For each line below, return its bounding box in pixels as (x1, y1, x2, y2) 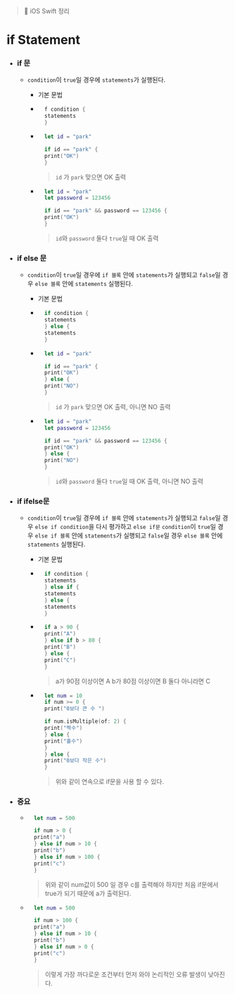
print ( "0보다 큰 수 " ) (44, 705, 105, 712)
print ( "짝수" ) (44, 725, 83, 732)
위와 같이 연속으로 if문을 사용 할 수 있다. (55, 778, 165, 786)
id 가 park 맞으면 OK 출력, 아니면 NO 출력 (55, 402, 171, 411)
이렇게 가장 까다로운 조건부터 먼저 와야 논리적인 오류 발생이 (44, 970, 207, 979)
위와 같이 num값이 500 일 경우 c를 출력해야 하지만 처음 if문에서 (44, 880, 219, 888)
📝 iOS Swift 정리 (23, 7, 70, 15)
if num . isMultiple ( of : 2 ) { (44, 718, 127, 725)
